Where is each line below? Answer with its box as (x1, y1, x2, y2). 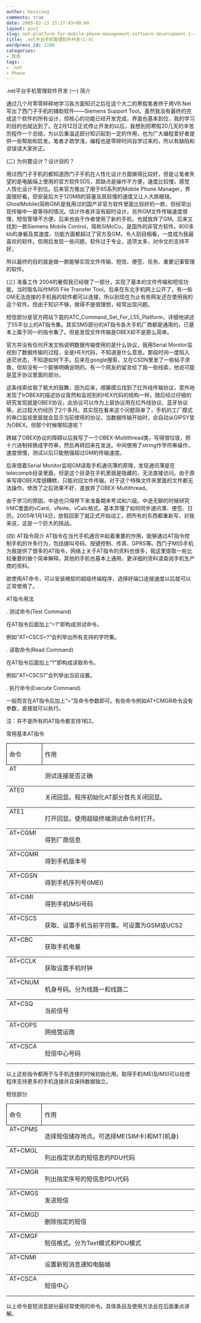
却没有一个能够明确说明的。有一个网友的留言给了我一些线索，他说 (22, 364, 184, 371)
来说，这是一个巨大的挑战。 (6, 520, 75, 527)
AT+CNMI (9, 1253, 36, 1262)
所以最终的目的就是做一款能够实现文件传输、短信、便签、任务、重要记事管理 (6, 258, 195, 266)
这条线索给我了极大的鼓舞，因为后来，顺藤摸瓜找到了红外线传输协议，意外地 (6, 384, 195, 391)
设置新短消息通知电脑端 (44, 1260, 111, 1268)
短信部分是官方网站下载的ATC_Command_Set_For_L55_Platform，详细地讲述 (6, 314, 194, 321)
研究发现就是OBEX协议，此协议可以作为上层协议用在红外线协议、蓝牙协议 (6, 399, 188, 406)
